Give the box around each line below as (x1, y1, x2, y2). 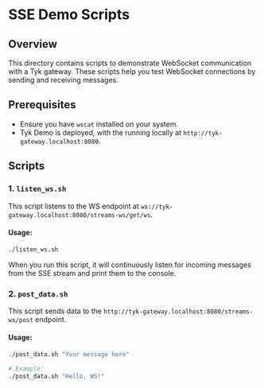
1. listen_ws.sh (8, 183, 67, 194)
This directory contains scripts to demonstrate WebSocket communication (8, 58, 252, 68)
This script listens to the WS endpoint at (8, 201, 139, 211)
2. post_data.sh (8, 288, 68, 299)
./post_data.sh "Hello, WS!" (8, 372, 105, 380)
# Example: (8, 364, 45, 373)
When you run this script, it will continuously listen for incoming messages (8, 260, 252, 270)
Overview (8, 37, 58, 51)
